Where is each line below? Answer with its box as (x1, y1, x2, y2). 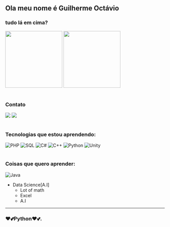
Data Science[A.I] (12, 182, 50, 188)
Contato (5, 101, 26, 108)
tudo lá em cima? (5, 19, 48, 26)
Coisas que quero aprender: (5, 160, 75, 167)
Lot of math (20, 187, 45, 193)
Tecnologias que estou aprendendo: (5, 131, 96, 138)
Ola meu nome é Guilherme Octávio (5, 4, 119, 13)
